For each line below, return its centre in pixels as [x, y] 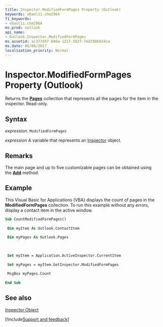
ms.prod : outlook [23, 28]
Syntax [16, 119]
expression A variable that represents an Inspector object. [63, 140]
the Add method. [22, 173]
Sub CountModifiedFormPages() [36, 219]
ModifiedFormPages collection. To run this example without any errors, [77, 205]
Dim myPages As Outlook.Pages [38, 238]
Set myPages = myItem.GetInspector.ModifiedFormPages [63, 264]
